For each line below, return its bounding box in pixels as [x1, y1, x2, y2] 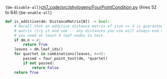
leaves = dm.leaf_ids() [14, 47, 64, 52]
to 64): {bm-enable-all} [5, 9, 53, 15]
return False [31, 65, 59, 70]
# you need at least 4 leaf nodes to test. [14, 33, 106, 38]
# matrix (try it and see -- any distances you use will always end [14, 28, 159, 33]
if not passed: [23, 61, 55, 66]
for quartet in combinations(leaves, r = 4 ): [14, 52, 106, 57]
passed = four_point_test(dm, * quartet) [23, 56, 108, 61]
